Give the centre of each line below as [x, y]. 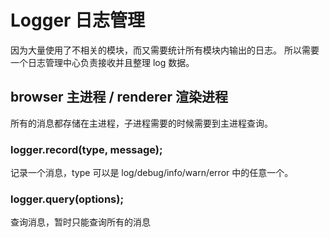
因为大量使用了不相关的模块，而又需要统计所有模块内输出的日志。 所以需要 [165, 50]
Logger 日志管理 [78, 20]
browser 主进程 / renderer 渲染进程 [119, 97]
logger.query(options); [67, 199]
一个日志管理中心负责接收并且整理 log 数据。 [102, 62]
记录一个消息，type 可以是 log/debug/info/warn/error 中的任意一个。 [152, 173]
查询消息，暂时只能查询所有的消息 [80, 222]
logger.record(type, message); [86, 149]
